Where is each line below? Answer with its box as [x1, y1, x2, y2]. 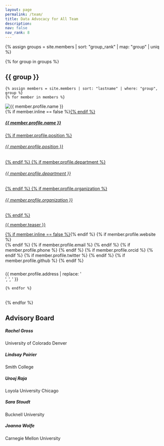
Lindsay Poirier [5, 352, 37, 357]
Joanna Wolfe [5, 423, 35, 429]
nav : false [5, 26, 28, 31]
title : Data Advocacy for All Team [5, 16, 79, 21]
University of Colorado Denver [5, 340, 67, 346]
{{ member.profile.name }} [5, 120, 62, 126]
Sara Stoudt [5, 399, 31, 405]
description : [5, 21, 32, 26]
